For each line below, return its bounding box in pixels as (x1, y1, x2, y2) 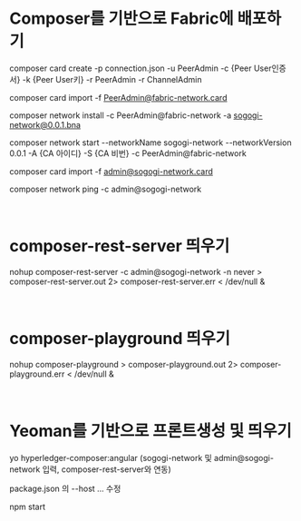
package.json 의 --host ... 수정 (9, 483, 121, 494)
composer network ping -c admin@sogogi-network (9, 183, 202, 194)
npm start (9, 501, 46, 512)
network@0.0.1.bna (9, 119, 82, 130)
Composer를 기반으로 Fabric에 (9, 8, 234, 29)
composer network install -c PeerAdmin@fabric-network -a (9, 110, 232, 121)
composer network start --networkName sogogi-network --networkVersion (9, 137, 292, 148)
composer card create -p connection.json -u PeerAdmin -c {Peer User (9, 63, 272, 74)
